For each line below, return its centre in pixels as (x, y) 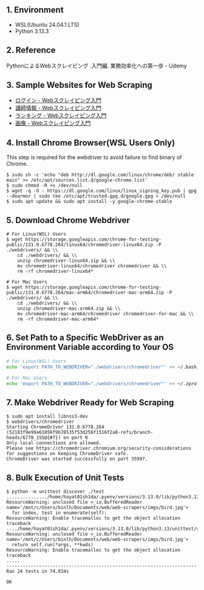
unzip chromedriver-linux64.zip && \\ (66, 261)
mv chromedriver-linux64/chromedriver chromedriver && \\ (92, 266)
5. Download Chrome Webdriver (68, 220)
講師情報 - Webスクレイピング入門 (58, 108)
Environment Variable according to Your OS (90, 347)
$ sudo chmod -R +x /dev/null (45, 186)
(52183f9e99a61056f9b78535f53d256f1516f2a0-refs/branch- (80, 433)
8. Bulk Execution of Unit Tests (65, 477)
